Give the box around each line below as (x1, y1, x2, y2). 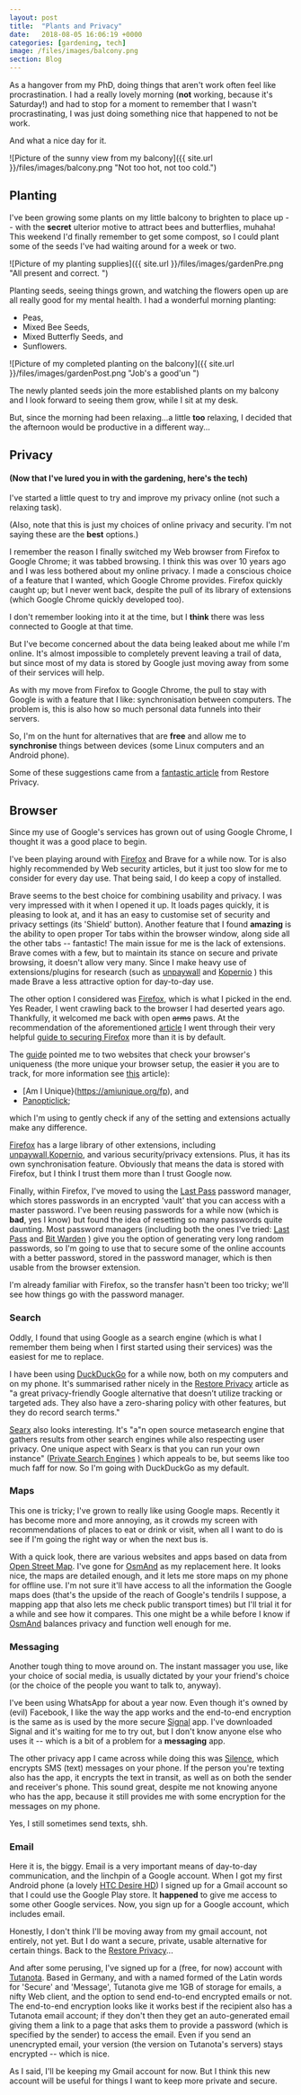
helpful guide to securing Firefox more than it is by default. (9, 1032, 226, 1043)
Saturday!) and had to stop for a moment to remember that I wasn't (9, 99, 258, 109)
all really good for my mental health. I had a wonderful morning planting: (9, 294, 277, 306)
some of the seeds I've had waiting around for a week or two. (9, 240, 236, 252)
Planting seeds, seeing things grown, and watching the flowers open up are (9, 285, 289, 296)
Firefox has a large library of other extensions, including (9, 1140, 217, 1150)
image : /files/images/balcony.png (9, 47, 139, 56)
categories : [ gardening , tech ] (9, 38, 127, 48)
